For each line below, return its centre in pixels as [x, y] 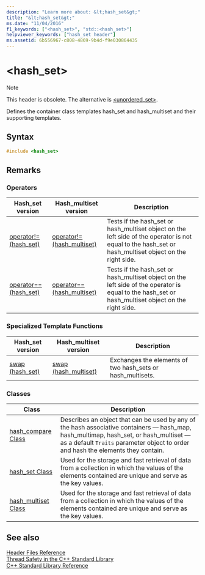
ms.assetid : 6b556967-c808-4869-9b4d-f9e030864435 [72, 40]
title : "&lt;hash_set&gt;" [41, 18]
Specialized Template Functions [55, 326]
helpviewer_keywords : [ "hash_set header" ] [61, 35]
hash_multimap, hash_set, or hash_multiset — [125, 435]
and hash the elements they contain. [112, 450]
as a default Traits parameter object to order [125, 442]
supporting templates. [34, 117]
